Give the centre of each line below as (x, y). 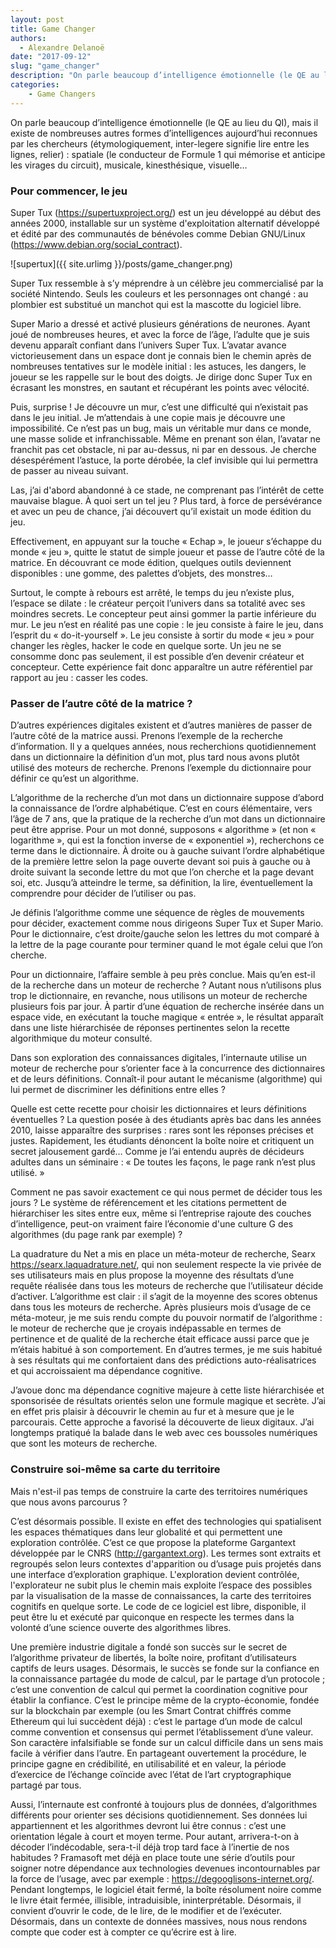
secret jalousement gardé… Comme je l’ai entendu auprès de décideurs (157, 1152)
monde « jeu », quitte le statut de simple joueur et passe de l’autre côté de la (167, 552)
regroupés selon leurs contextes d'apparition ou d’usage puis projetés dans (166, 1563)
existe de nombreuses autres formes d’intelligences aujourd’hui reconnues (164, 133)
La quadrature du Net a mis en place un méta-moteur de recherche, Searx (163, 1254)
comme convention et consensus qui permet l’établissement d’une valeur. (162, 1732)
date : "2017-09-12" (51, 57)
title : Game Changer (53, 29)
